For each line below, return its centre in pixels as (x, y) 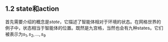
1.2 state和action (32, 9)
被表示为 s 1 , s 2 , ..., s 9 (26, 35)
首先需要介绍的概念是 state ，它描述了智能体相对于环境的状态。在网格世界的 (83, 22)
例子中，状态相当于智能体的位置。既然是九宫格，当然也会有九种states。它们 (84, 28)
